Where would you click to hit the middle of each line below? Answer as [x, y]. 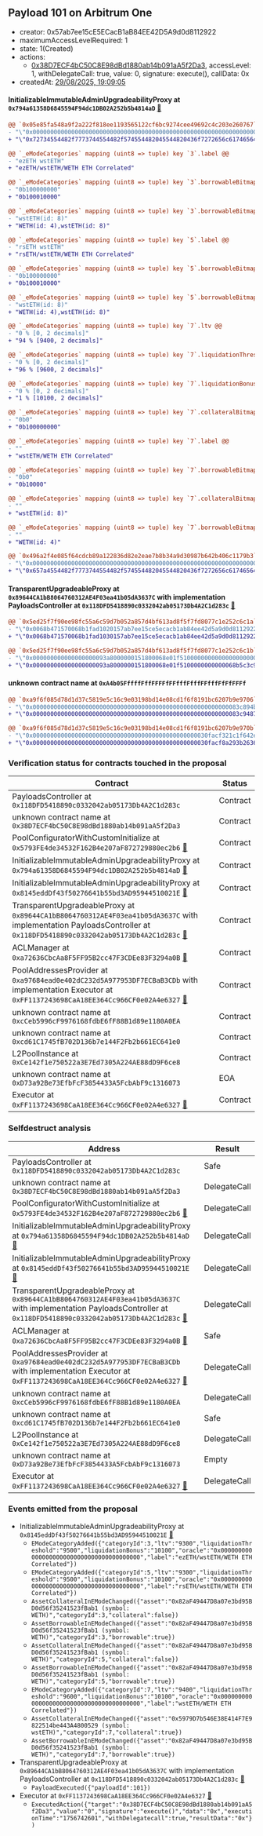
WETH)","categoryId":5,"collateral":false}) [105, 1659]
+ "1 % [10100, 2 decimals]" [56, 398]
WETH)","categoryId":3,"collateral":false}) [105, 1615]
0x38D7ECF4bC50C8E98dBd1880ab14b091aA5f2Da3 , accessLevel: [141, 65]
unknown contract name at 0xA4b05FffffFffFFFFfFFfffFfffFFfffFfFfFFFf [127, 683]
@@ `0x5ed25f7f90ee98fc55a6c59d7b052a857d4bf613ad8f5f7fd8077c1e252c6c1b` [133, 651]
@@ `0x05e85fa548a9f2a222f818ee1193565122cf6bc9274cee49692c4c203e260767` [133, 125]
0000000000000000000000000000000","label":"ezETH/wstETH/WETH [135, 1557]
